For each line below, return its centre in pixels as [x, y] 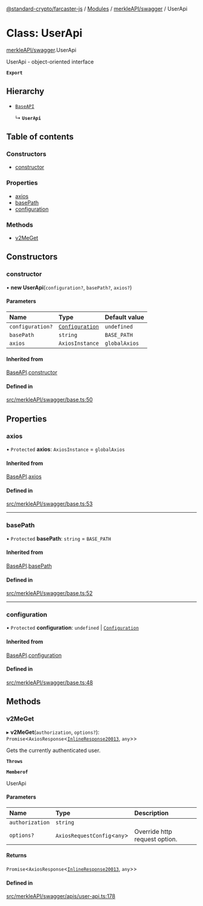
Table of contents [40, 137]
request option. [156, 839]
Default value [124, 317]
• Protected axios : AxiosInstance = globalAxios [66, 449]
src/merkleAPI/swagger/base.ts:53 [50, 504]
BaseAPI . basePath [29, 565]
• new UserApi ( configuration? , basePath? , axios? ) [69, 287]
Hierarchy [25, 91]
